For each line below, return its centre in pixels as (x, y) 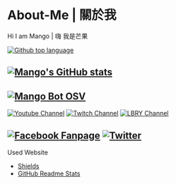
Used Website (28, 152)
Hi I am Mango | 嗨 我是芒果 (48, 36)
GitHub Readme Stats (49, 173)
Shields (28, 166)
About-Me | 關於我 (62, 15)
